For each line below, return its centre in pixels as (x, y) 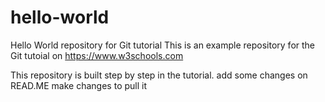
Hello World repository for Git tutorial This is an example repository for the (163, 45)
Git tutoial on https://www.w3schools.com (97, 55)
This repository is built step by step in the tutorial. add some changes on (159, 75)
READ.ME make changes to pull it (78, 85)
